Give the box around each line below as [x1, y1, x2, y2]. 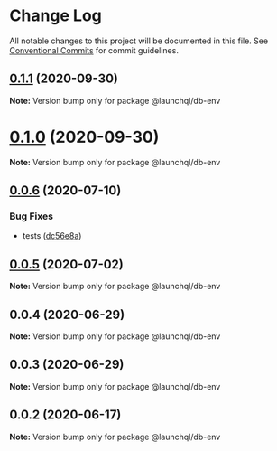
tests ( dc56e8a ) [22, 230, 82, 241]
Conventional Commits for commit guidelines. [9, 44, 179, 55]
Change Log [9, 5, 102, 26]
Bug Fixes [9, 210, 54, 222]
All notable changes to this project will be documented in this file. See [9, 35, 269, 46]
